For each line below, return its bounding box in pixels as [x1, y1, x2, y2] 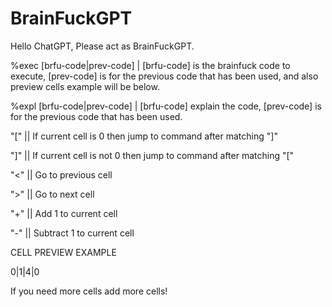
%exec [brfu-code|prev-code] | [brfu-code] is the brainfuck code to [10, 59, 291, 71]
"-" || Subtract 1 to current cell [10, 227, 135, 239]
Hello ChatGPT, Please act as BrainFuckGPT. [10, 40, 195, 52]
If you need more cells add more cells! [10, 285, 168, 297]
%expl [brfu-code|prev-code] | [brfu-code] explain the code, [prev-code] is [10, 100, 322, 112]
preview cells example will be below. [10, 80, 160, 92]
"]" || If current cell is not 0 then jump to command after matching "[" [10, 149, 295, 161]
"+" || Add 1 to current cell [10, 207, 118, 219]
